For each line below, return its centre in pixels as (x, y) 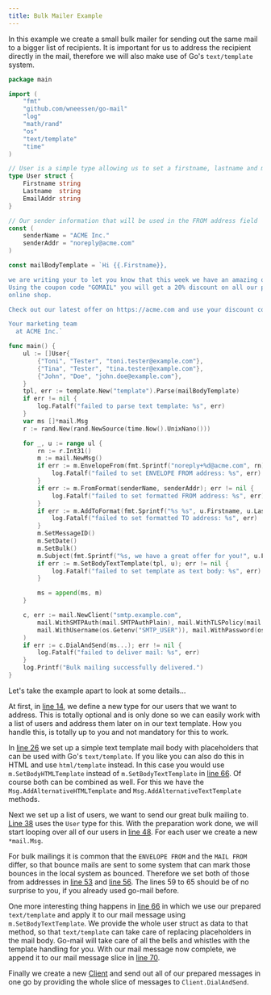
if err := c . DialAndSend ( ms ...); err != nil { (102, 645)
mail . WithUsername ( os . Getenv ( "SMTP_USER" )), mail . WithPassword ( (148, 630)
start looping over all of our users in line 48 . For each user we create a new (133, 832)
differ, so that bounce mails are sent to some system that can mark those (129, 864)
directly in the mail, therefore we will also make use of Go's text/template (131, 56)
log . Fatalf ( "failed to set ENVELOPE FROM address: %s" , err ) (156, 473)
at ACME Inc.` (39, 332)
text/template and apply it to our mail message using (97, 914)
